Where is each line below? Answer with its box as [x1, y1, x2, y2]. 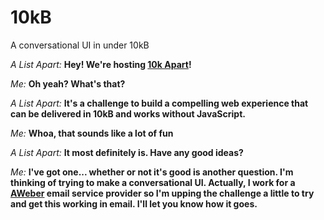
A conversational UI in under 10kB [10, 39, 150, 51]
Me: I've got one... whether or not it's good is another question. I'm [10, 166, 294, 178]
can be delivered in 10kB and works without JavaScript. [10, 107, 246, 120]
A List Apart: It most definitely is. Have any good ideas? [10, 146, 244, 158]
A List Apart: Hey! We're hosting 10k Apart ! [10, 58, 192, 70]
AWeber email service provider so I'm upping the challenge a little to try [10, 187, 315, 199]
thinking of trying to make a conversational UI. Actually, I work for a [10, 176, 296, 188]
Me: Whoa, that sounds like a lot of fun [10, 127, 174, 139]
